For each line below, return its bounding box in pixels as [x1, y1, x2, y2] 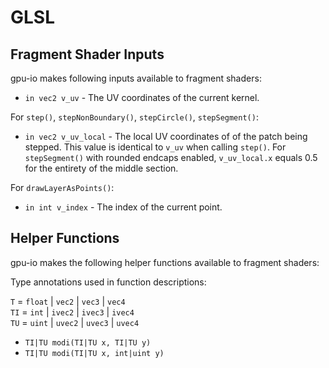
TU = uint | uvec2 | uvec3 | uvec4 [10, 316, 140, 328]
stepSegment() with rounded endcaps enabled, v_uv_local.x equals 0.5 [24, 152, 318, 163]
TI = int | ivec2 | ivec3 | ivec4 [10, 306, 135, 318]
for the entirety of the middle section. [24, 162, 179, 174]
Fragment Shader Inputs [10, 46, 165, 63]
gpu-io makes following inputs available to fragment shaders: [10, 72, 262, 84]
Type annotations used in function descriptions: [10, 276, 207, 288]
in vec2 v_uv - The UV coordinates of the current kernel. [24, 92, 260, 103]
